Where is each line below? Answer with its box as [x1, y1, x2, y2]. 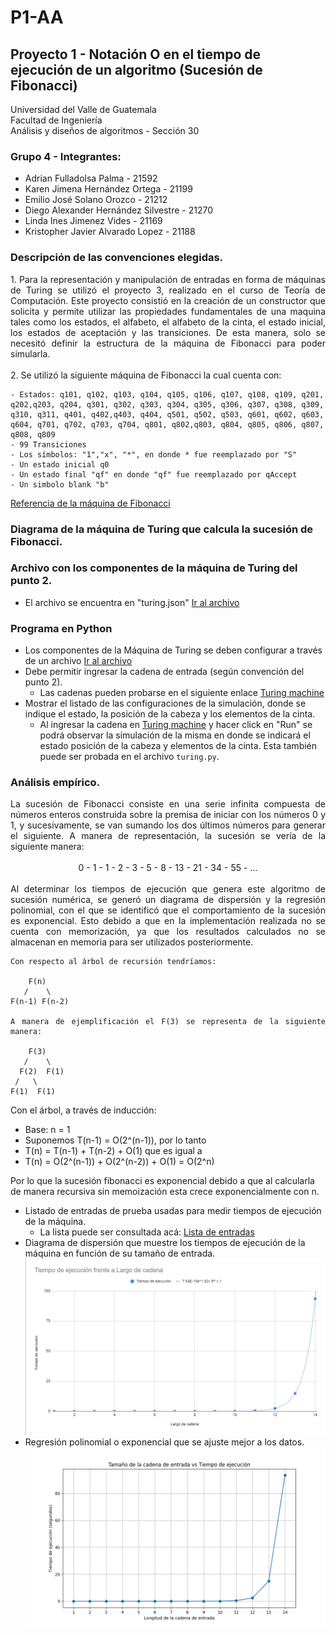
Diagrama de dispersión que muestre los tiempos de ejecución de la [24, 1237, 306, 1249]
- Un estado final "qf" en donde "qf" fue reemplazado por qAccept [10, 469, 298, 480]
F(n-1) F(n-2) [10, 997, 70, 1007]
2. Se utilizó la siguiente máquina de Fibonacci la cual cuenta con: [10, 369, 282, 381]
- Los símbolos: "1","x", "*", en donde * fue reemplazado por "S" [10, 449, 298, 460]
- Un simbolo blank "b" [10, 479, 110, 490]
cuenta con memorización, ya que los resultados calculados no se [10, 926, 326, 938]
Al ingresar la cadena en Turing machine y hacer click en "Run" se [39, 719, 313, 731]
